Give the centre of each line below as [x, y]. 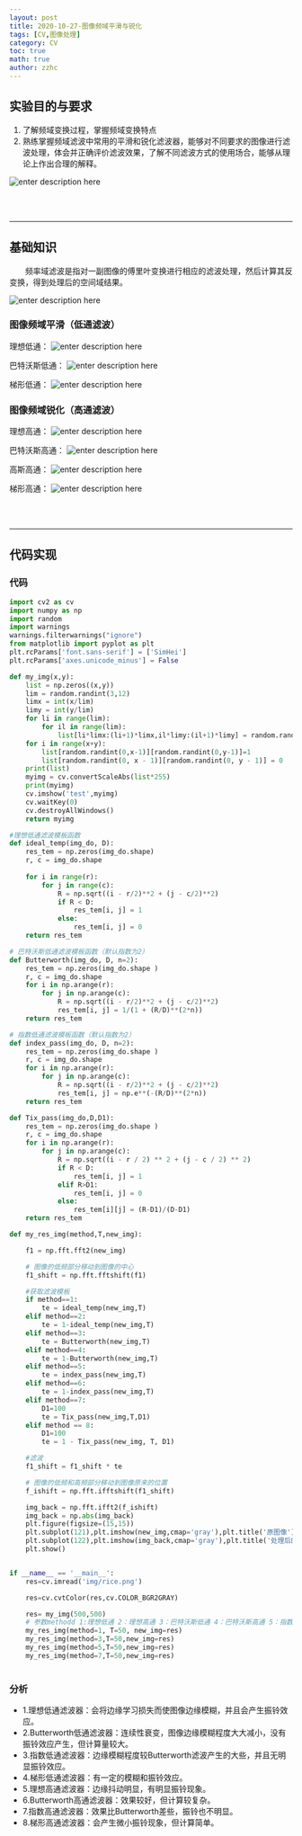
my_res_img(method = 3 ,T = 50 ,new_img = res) [100, 1639]
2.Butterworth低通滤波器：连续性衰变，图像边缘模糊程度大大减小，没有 [154, 1733]
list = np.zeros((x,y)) [70, 685]
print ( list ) [48, 769]
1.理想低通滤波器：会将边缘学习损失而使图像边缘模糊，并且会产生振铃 [151, 1710]
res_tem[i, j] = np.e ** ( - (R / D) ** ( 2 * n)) [132, 1093]
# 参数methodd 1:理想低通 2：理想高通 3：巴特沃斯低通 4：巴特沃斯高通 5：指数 [160, 1622]
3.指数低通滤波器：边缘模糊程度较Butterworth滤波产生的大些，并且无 [150, 1755]
